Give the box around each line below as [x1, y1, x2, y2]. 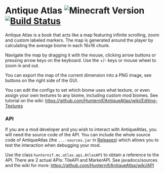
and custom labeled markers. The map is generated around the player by [5, 37, 154, 43]
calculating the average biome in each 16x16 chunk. [5, 42, 110, 48]
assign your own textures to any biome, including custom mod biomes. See [5, 92, 158, 98]
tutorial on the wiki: [5, 97, 44, 104]
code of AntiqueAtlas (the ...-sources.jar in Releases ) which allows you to [5, 137, 159, 143]
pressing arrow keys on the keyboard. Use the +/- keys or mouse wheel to [5, 57, 157, 63]
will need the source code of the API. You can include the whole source [5, 132, 151, 138]
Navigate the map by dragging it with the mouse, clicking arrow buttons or [5, 52, 157, 58]
